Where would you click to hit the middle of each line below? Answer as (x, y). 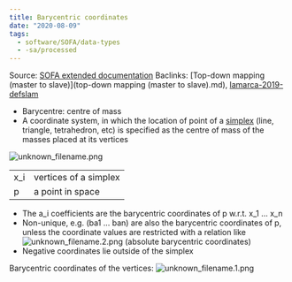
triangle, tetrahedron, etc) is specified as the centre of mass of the (143, 130)
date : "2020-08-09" (45, 26)
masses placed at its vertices (75, 140)
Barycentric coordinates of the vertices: (81, 268)
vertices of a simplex (77, 178)
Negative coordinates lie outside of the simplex (108, 251)
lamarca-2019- (257, 85)
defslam (24, 95)
